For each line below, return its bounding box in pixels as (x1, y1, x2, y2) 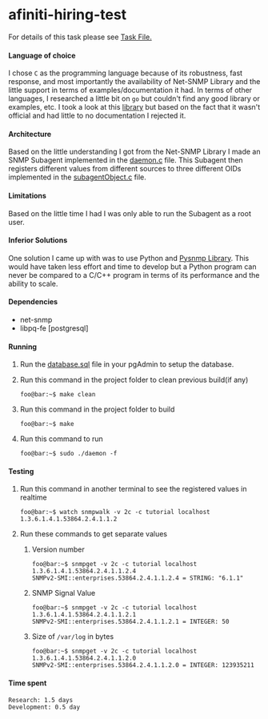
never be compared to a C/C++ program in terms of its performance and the (8, 270, 260, 279)
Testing (8, 466, 34, 476)
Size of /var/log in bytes (31, 632, 114, 641)
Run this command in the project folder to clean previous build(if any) (19, 375, 249, 385)
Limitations (8, 191, 46, 200)
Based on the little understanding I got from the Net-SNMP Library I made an (8, 147, 261, 157)
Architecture (8, 129, 52, 139)
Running (8, 342, 38, 351)
